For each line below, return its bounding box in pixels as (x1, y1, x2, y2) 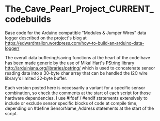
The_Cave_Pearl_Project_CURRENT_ (5, 3, 154, 15)
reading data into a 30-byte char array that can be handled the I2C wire (5, 70, 148, 76)
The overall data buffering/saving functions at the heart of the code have (5, 54, 150, 60)
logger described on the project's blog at (5, 35, 87, 41)
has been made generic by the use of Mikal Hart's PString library (5, 60, 135, 66)
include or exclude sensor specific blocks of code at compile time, (5, 100, 138, 106)
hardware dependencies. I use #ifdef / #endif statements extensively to (5, 95, 148, 101)
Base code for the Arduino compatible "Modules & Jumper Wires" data (5, 30, 146, 35)
